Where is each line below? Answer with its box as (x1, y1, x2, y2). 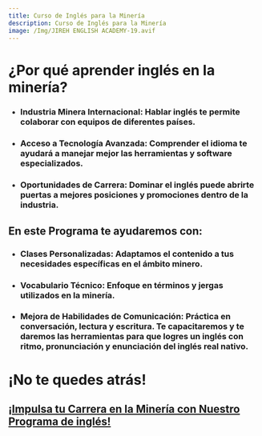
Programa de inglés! (8, 415, 111, 429)
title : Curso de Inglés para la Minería (8, 11, 146, 20)
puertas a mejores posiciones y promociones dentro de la (19, 190, 248, 201)
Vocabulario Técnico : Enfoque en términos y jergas (19, 279, 224, 290)
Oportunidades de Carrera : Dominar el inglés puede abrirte (19, 179, 255, 190)
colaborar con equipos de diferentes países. (19, 117, 196, 128)
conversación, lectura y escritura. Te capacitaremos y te (19, 321, 244, 332)
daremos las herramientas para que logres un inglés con (19, 331, 244, 342)
